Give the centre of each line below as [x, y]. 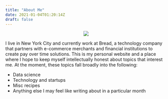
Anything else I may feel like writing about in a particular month [79, 91]
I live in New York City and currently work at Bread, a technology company [84, 43]
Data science [27, 75]
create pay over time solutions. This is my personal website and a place [81, 54]
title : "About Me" [25, 10]
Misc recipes [26, 86]
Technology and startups [39, 80]
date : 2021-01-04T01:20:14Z [35, 15]
